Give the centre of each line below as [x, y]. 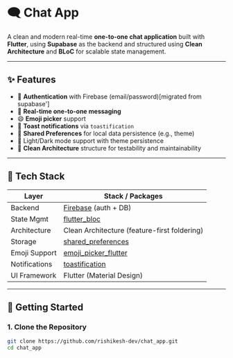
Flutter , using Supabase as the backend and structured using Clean [105, 44]
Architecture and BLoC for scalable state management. [87, 51]
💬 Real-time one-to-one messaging [69, 111]
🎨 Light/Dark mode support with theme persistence [90, 140]
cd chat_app [24, 348]
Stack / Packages [133, 196]
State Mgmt [29, 219]
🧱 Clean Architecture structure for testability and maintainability [109, 148]
